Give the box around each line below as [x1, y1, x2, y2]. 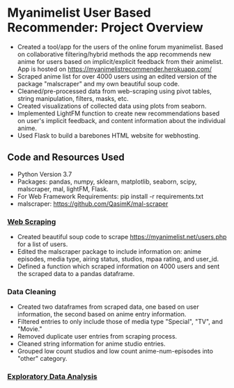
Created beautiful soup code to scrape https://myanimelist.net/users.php [17, 233, 227, 241]
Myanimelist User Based [7, 5, 151, 21]
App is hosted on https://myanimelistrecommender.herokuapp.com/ [17, 65, 212, 73]
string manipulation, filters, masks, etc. [17, 94, 129, 102]
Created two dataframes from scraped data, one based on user [17, 302, 200, 311]
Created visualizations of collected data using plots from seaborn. [17, 102, 207, 110]
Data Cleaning [7, 286, 56, 296]
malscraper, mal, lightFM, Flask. [17, 184, 109, 193]
